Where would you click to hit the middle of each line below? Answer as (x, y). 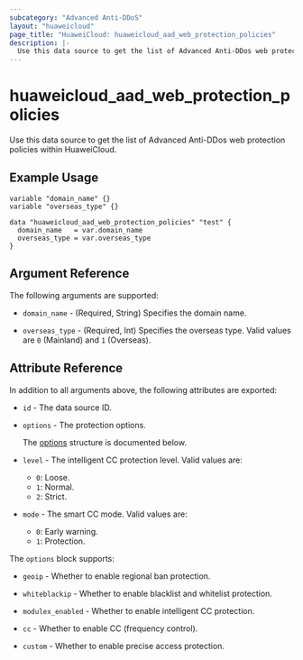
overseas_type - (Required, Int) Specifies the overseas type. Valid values (156, 330)
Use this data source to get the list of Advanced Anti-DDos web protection (147, 140)
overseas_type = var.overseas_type (84, 238)
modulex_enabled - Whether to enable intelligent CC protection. (138, 610)
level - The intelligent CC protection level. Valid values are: (133, 460)
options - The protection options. (84, 425)
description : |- (40, 43)
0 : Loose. (53, 477)
